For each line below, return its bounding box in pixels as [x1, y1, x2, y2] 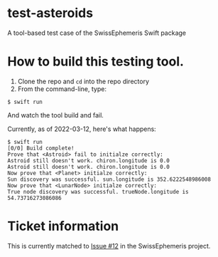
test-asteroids [7, 5, 94, 21]
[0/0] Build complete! [7, 145, 75, 152]
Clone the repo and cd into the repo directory [17, 77, 150, 85]
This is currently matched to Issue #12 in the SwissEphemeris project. [7, 241, 211, 250]
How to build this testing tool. [7, 53, 185, 70]
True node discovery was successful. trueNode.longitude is [7, 188, 190, 195]
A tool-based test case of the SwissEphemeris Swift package [7, 28, 187, 37]
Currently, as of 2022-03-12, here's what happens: [7, 125, 156, 133]
